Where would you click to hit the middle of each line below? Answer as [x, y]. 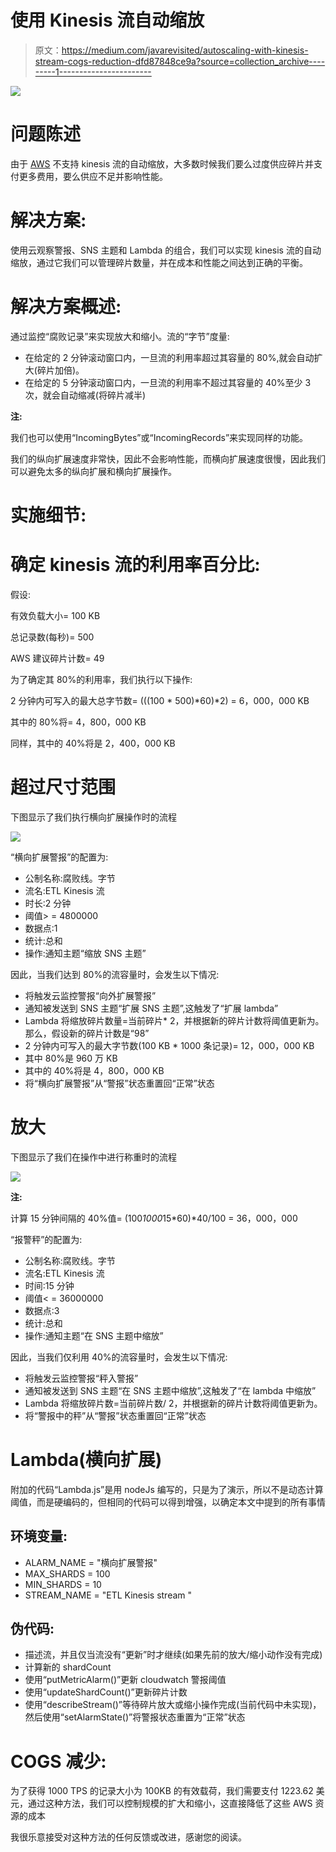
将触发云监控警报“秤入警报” [81, 1378]
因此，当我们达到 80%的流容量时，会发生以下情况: [115, 974]
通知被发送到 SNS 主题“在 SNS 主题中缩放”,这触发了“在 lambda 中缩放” [170, 1390]
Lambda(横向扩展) [86, 1459]
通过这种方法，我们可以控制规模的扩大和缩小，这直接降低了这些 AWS [170, 1803]
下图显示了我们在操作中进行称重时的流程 [93, 1157]
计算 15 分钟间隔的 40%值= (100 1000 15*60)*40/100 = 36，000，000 [154, 1218]
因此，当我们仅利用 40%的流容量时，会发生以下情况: [119, 1357]
